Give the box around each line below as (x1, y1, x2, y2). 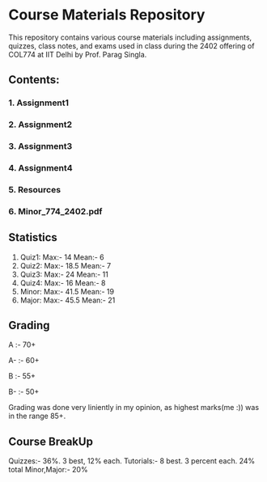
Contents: (8, 73, 60, 87)
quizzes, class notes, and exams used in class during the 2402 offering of (8, 40, 255, 50)
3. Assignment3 (8, 141, 73, 152)
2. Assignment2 (8, 119, 73, 130)
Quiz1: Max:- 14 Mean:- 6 (19, 252, 104, 262)
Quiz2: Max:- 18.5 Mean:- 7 (19, 260, 112, 270)
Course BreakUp (8, 434, 93, 448)
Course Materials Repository (8, 6, 206, 24)
